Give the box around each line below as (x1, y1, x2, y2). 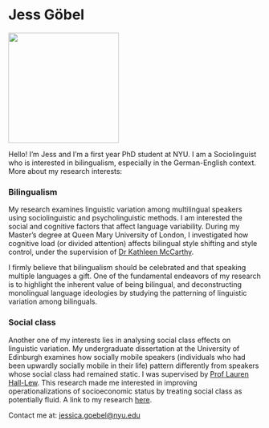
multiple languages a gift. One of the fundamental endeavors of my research (8, 271, 261, 281)
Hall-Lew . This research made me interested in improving (8, 378, 198, 387)
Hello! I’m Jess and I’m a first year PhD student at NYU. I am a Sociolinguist (8, 149, 257, 159)
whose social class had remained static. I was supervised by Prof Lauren (8, 369, 249, 378)
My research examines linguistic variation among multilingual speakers (8, 204, 243, 214)
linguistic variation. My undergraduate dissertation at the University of (8, 343, 240, 353)
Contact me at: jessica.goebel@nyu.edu (8, 410, 141, 420)
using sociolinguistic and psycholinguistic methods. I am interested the (8, 213, 243, 223)
